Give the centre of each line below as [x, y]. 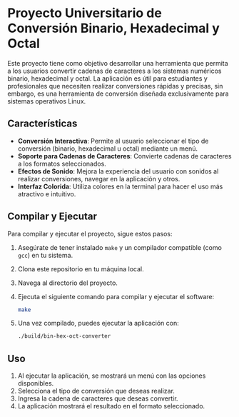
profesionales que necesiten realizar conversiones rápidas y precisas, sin [115, 86]
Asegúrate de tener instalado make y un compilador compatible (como [120, 247]
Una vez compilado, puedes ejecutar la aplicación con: [98, 323]
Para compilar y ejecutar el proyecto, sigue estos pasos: [90, 233]
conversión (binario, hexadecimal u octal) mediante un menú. [108, 149]
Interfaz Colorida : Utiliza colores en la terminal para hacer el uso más [120, 186]
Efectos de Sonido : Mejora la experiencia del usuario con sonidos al [118, 171]
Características [42, 124]
